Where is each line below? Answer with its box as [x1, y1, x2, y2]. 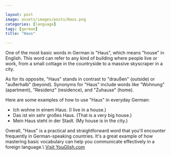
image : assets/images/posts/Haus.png [5, 16, 86, 22]
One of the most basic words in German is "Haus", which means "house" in [5, 50, 164, 56]
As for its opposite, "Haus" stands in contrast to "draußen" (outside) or [5, 76, 155, 82]
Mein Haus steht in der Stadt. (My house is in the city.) [12, 118, 128, 124]
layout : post [5, 12, 33, 17]
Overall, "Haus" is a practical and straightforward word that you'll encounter [5, 128, 166, 134]
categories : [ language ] [5, 22, 56, 27]
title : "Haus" [5, 31, 36, 36]
